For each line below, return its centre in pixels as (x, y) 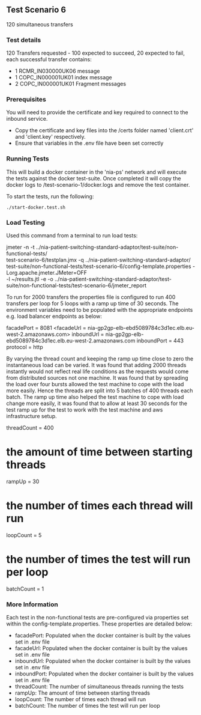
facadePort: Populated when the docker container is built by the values (103, 636)
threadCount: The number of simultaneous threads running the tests (99, 687)
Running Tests (28, 159)
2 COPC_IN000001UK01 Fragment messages (70, 84)
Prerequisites (26, 100)
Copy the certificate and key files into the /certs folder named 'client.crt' (104, 130)
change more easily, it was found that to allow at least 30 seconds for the (97, 403)
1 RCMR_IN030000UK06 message (57, 71)
